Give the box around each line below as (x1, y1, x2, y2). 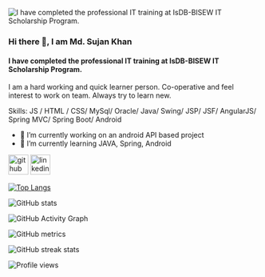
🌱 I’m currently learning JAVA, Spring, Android (19, 138, 172, 148)
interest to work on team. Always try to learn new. (8, 90, 172, 100)
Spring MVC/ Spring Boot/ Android (8, 114, 122, 124)
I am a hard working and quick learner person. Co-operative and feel (8, 82, 234, 92)
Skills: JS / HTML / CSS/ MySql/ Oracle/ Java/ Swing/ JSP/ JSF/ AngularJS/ (8, 106, 257, 116)
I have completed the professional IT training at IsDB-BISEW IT (8, 56, 220, 66)
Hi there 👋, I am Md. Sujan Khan (8, 36, 132, 47)
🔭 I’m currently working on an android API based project (19, 130, 205, 140)
